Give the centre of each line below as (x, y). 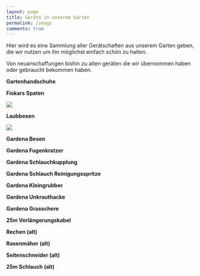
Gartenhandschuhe (31, 82)
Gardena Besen (26, 139)
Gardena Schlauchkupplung (42, 162)
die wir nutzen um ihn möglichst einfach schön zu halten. (77, 52)
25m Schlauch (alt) (31, 267)
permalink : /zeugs (29, 23)
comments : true (25, 28)
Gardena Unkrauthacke (36, 197)
